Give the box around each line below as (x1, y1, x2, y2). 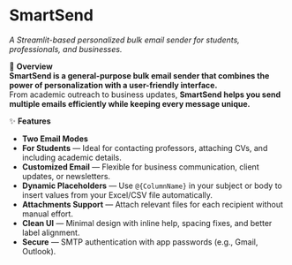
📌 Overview (9, 61, 53, 72)
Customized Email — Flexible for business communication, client (21, 161, 259, 172)
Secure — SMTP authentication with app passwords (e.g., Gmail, (21, 236, 258, 247)
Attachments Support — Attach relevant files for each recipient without (21, 199, 284, 209)
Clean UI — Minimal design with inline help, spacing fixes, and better (21, 217, 273, 228)
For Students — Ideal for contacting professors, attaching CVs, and (21, 142, 268, 153)
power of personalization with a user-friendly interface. (9, 79, 218, 90)
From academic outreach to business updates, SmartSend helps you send (9, 89, 281, 100)
